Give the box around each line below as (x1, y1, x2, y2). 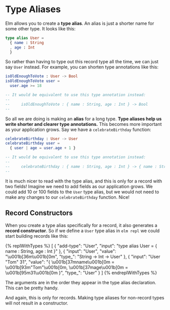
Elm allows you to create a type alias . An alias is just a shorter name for (5, 20, 154, 26)
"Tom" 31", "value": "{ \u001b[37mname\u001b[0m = (5, 259, 115, 265)
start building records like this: (5, 233, 68, 239)
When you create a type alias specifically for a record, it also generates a (5, 222, 158, 228)
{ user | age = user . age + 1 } (10, 146, 76, 151)
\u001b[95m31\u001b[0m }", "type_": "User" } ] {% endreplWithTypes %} (5, 270, 157, 276)
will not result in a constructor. (5, 300, 68, 306)
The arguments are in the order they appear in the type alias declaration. (5, 279, 157, 285)
